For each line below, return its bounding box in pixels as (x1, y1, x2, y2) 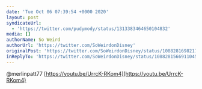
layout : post (6, 14, 39, 20)
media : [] (6, 31, 31, 37)
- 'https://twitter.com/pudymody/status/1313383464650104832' (11, 25, 171, 32)
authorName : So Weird (6, 37, 61, 43)
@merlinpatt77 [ (6, 70, 46, 77)
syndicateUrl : (6, 20, 42, 26)
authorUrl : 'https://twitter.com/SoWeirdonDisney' (6, 43, 136, 49)
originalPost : (6, 48, 42, 54)
